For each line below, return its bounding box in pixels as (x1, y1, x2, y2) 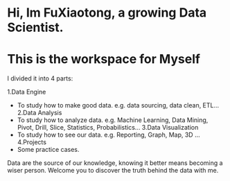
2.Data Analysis (17, 109, 62, 117)
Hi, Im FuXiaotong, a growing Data (7, 5, 207, 21)
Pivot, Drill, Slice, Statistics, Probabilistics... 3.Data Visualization (17, 123, 199, 132)
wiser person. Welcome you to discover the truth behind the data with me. (7, 166, 219, 175)
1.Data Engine (7, 88, 46, 96)
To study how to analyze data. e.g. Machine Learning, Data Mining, (17, 116, 209, 124)
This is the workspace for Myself (7, 51, 201, 67)
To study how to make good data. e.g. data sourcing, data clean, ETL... (17, 101, 220, 110)
